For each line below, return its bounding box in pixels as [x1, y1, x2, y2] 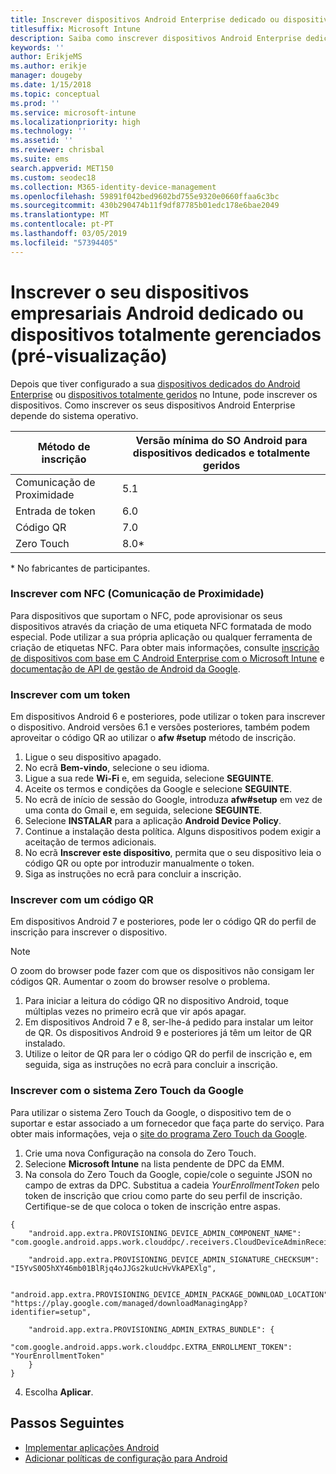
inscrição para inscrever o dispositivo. [10, 926, 168, 938]
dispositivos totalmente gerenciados [10, 323, 322, 346]
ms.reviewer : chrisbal [10, 145, 105, 155]
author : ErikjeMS [10, 52, 83, 62]
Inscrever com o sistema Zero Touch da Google [10, 1084, 244, 1098]
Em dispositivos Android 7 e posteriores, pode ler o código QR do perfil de [10, 916, 317, 928]
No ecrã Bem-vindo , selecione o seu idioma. [24, 762, 210, 774]
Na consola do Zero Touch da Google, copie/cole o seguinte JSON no [24, 1168, 313, 1180]
